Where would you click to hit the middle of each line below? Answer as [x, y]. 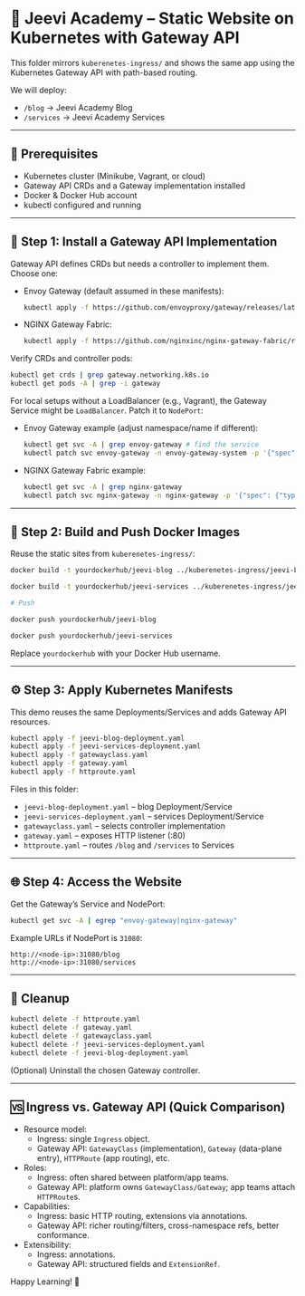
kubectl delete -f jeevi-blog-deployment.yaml [100, 1053]
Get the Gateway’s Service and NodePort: [88, 904]
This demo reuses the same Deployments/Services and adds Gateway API [149, 712]
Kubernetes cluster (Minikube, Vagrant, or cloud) [114, 176]
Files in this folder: [45, 789]
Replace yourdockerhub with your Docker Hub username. [115, 653]
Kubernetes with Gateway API [125, 38]
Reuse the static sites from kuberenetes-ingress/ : [103, 554]
